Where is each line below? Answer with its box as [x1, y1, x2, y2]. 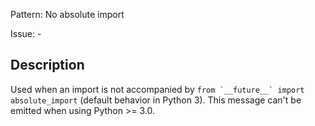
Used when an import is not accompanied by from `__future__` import [10, 83, 305, 95]
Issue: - [10, 28, 42, 39]
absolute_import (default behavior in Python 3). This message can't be [10, 94, 302, 106]
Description [10, 57, 85, 74]
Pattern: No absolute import [10, 9, 125, 20]
